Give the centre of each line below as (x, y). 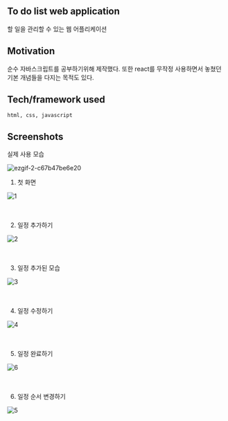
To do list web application (63, 11)
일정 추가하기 (35, 225)
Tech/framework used (56, 100)
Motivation (31, 51)
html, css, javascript (40, 116)
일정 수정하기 (35, 311)
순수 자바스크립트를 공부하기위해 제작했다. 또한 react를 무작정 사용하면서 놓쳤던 (114, 69)
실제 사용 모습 (26, 154)
